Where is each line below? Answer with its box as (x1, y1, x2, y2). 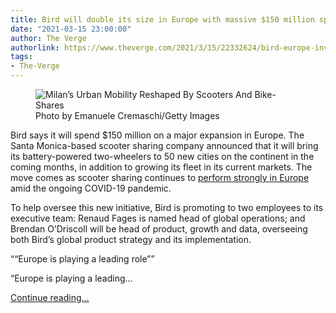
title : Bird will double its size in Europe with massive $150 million (10, 14, 315, 25)
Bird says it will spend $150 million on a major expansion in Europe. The (10, 129, 305, 141)
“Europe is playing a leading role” (14, 253, 152, 265)
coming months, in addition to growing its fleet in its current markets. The (10, 161, 313, 173)
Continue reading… (10, 292, 90, 303)
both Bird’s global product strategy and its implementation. (10, 234, 252, 245)
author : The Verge (10, 33, 87, 43)
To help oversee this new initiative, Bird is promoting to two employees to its (10, 202, 324, 213)
